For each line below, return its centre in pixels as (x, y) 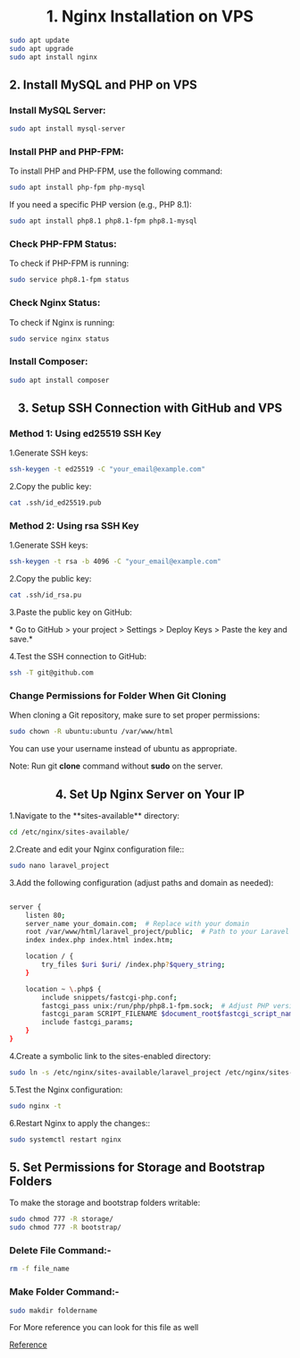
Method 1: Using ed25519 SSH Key (85, 433)
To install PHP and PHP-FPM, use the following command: (116, 171)
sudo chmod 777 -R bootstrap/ (66, 1227)
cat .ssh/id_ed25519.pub (55, 503)
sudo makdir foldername (54, 1311)
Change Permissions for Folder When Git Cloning (118, 695)
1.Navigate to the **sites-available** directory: (95, 816)
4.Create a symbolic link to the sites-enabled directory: (110, 1056)
